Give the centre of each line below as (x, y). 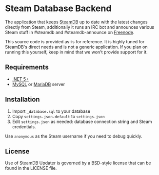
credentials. (24, 126)
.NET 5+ (20, 79)
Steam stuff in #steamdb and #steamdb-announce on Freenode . (70, 32)
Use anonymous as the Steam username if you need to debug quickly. (74, 136)
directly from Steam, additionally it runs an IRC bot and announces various (80, 27)
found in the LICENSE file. (31, 168)
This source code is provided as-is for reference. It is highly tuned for (75, 41)
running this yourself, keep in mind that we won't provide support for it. (76, 52)
